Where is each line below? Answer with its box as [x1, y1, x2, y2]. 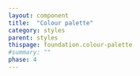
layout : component [8, 11, 69, 20]
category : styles [8, 26, 66, 34]
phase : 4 [8, 56, 37, 64]
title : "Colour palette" [8, 19, 93, 27]
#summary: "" [8, 48, 51, 56]
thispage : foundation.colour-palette [8, 41, 133, 49]
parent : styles [8, 33, 59, 42]
